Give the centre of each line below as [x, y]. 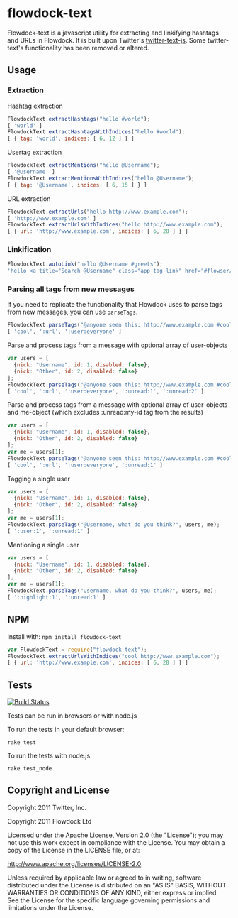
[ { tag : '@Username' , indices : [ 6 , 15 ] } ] [77, 185]
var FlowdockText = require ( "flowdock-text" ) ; [77, 650]
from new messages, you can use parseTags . [73, 312]
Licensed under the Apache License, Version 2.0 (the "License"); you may [115, 835]
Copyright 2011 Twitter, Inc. [47, 807]
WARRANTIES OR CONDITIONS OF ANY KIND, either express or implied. [113, 892]
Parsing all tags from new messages [71, 289]
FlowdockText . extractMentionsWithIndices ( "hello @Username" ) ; [101, 178]
